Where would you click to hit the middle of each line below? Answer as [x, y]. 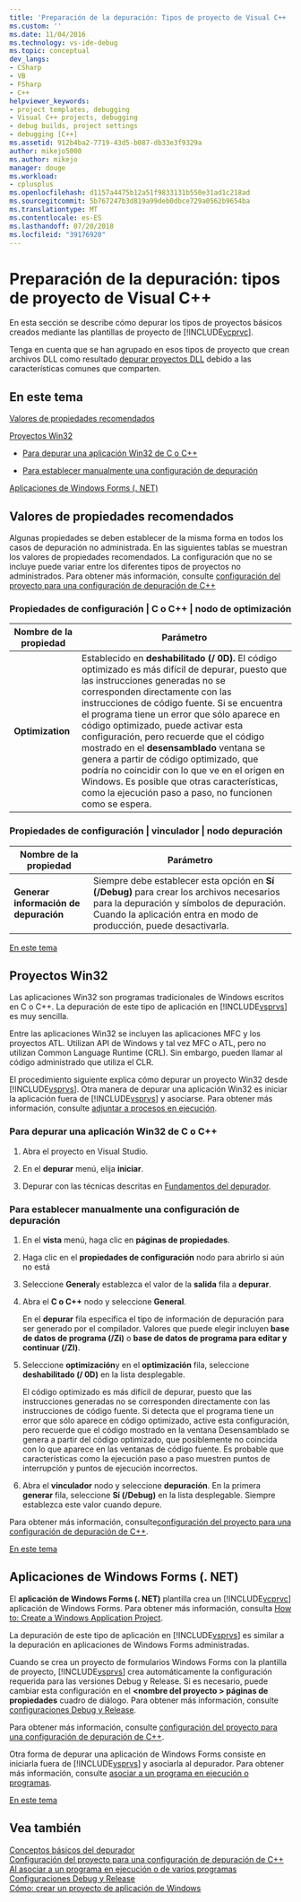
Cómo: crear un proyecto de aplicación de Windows [105, 1888]
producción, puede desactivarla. [161, 925]
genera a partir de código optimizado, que [170, 759]
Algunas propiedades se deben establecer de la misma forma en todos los [146, 537]
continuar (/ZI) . [51, 1348]
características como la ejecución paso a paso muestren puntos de [146, 1458]
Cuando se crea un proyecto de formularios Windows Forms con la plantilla [148, 1662]
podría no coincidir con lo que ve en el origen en [183, 771]
